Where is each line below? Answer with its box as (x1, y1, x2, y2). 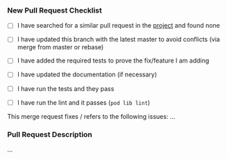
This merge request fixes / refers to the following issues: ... (7, 112, 176, 120)
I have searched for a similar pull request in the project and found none (17, 22, 221, 30)
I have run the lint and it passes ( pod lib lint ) (17, 98, 151, 106)
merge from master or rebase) (17, 43, 104, 51)
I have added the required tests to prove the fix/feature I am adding (17, 56, 210, 65)
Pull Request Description (7, 129, 92, 139)
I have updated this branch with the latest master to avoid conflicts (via (17, 35, 220, 44)
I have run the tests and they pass (17, 84, 115, 92)
